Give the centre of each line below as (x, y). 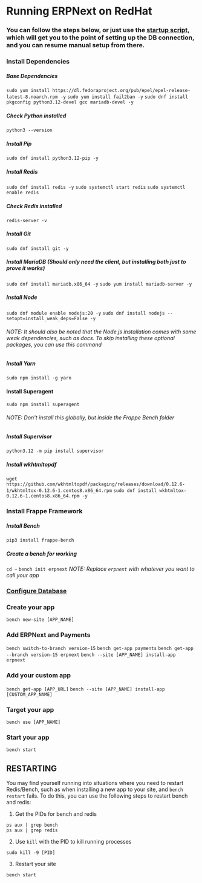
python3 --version (29, 130)
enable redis (23, 192)
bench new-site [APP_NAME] (40, 620)
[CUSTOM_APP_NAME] (29, 694)
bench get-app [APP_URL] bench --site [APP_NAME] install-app (86, 689)
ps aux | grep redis (32, 830)
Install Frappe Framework (44, 511)
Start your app (28, 737)
